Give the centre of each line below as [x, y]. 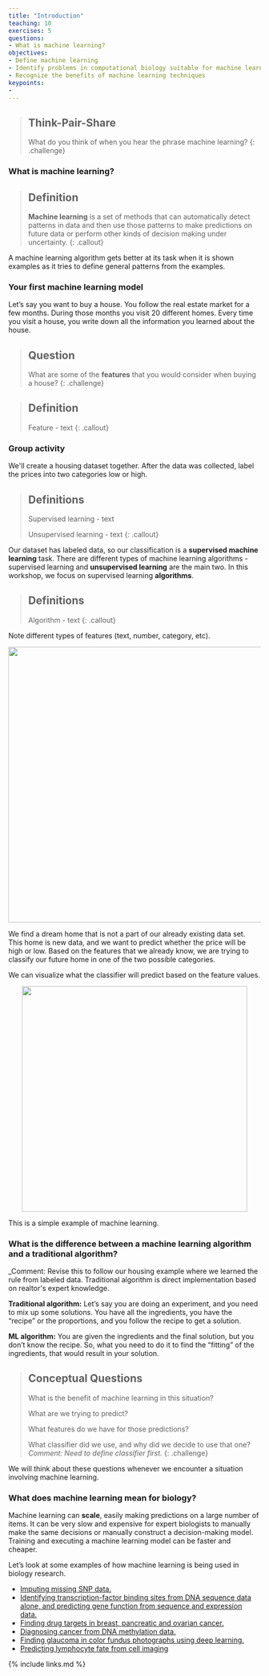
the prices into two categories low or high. [78, 475]
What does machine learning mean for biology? [102, 1498]
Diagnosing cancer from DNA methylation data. [98, 1632]
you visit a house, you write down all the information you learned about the [131, 322]
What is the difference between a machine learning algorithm [130, 1244]
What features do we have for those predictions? [108, 1429]
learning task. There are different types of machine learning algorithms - [128, 558]
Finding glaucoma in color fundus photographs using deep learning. [132, 1640]
